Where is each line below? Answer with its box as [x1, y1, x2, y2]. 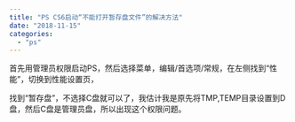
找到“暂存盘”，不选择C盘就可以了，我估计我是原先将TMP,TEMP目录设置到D [9, 93, 286, 103]
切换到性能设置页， [28, 74, 100, 85]
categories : [9, 29, 53, 38]
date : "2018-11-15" [9, 21, 82, 30]
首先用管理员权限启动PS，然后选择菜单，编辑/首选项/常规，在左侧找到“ [9, 63, 270, 73]
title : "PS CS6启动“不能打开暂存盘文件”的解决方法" [9, 12, 183, 22]
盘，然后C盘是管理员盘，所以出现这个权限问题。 [9, 103, 187, 115]
